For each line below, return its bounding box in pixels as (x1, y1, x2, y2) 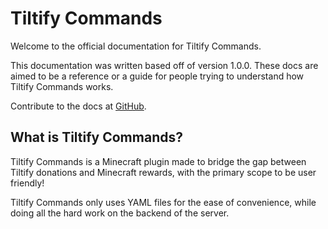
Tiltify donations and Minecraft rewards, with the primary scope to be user (10, 166, 317, 178)
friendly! (10, 177, 45, 189)
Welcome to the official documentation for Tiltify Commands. (10, 40, 262, 52)
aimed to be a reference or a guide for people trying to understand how (10, 70, 305, 82)
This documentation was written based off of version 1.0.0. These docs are (10, 59, 319, 71)
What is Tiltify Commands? (10, 129, 183, 146)
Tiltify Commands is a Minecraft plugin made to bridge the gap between (10, 155, 307, 167)
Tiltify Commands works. (10, 80, 114, 92)
